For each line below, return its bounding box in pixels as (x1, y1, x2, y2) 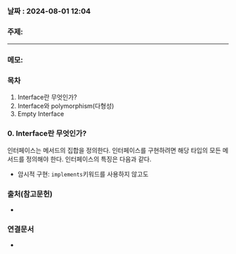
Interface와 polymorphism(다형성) (17, 102, 114, 110)
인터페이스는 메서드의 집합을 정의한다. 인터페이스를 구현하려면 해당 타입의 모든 (7, 146, 221, 154)
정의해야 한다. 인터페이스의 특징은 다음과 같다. (25, 155, 152, 163)
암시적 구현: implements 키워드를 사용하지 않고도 (17, 170, 149, 178)
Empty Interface (17, 110, 65, 118)
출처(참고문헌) (7, 189, 53, 198)
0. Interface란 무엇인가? (7, 129, 87, 139)
